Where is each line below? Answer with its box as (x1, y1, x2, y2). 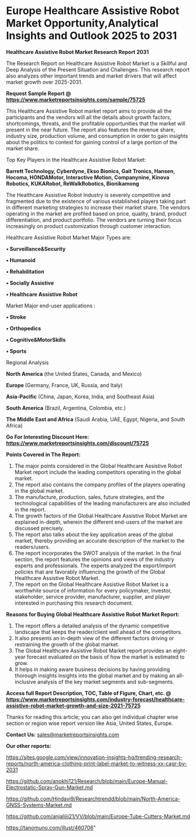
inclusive (14, 678, 36, 685)
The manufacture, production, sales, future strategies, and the (14, 493, 165, 500)
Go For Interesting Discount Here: (6, 433, 90, 440)
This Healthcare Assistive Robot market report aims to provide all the (6, 107, 172, 114)
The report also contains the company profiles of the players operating (14, 481, 185, 488)
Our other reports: (6, 742, 51, 749)
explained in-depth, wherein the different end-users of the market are (14, 518, 183, 526)
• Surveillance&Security (6, 245, 66, 252)
